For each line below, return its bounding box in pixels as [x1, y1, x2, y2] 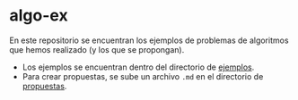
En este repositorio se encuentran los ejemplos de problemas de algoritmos [9, 35, 289, 46]
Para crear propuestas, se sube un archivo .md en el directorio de [22, 71, 264, 81]
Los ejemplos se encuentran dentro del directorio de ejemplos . [22, 62, 255, 72]
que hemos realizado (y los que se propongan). [9, 44, 185, 54]
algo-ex [9, 5, 69, 26]
